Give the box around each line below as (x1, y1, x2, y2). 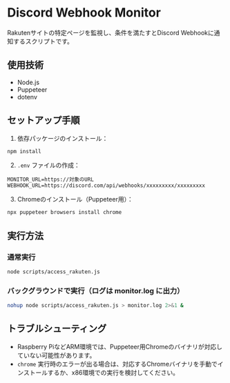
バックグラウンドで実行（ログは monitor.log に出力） (7, 286, 184, 295)
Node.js (17, 78, 40, 86)
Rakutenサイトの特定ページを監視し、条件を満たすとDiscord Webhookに (7, 28, 214, 37)
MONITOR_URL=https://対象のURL (7, 176, 95, 184)
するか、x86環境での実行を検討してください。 (47, 368, 180, 377)
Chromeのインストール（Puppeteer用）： (17, 195, 133, 204)
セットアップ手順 (7, 115, 80, 126)
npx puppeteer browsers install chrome (7, 209, 122, 216)
